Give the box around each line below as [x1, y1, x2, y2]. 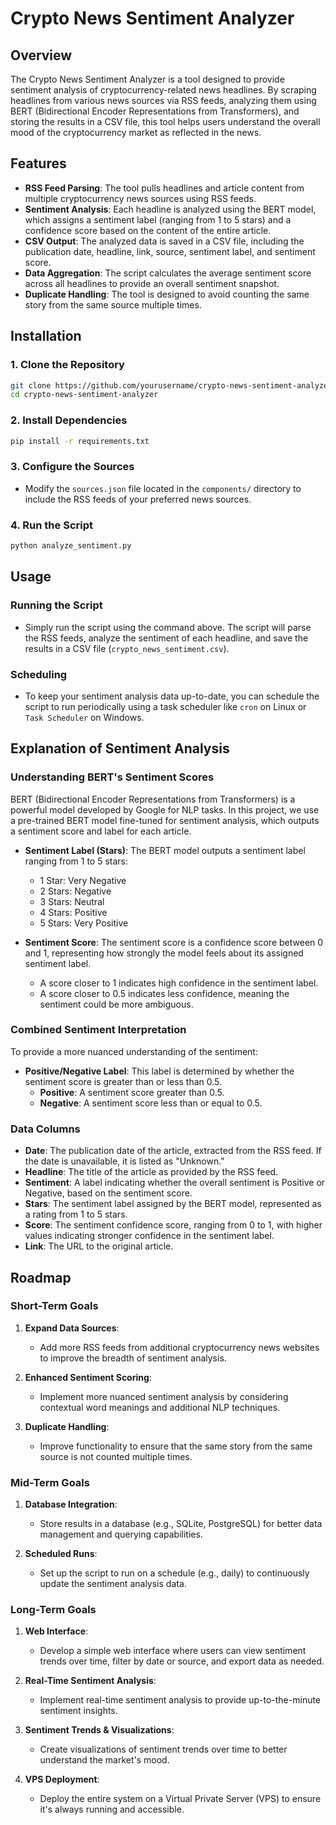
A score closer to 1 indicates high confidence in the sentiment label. [39, 977, 319, 989]
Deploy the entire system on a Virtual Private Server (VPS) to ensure [39, 1793, 322, 1805]
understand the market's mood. [39, 1754, 170, 1766]
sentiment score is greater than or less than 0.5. [24, 1075, 223, 1087]
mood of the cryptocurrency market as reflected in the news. [10, 127, 262, 138]
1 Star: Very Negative [39, 874, 127, 886]
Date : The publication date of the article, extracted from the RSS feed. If [24, 1145, 322, 1157]
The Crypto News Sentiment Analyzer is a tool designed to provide [10, 73, 285, 85]
